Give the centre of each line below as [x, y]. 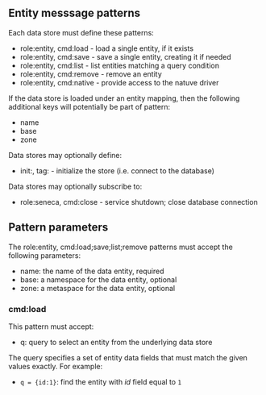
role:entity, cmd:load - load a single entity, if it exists [107, 48]
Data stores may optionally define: [65, 155]
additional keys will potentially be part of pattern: [89, 106]
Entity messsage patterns [75, 13]
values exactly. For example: [56, 366]
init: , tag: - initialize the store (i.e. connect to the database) [117, 170]
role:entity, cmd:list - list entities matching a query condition [120, 65]
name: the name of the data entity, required [92, 271]
